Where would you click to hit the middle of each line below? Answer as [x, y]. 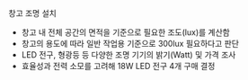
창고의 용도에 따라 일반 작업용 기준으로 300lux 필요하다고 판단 [130, 44]
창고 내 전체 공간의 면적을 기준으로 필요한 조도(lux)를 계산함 [125, 32]
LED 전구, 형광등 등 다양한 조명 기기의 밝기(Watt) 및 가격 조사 [128, 55]
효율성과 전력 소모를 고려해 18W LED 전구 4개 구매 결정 [118, 66]
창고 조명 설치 [33, 13]
